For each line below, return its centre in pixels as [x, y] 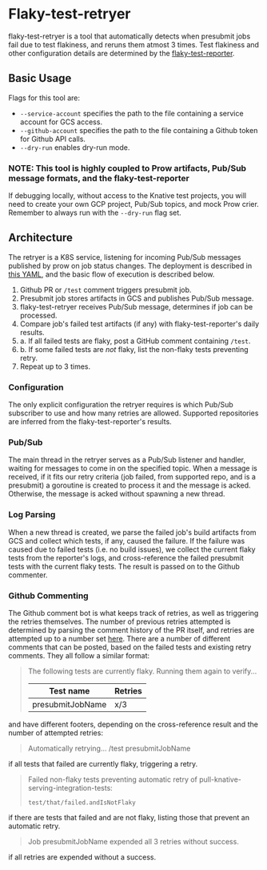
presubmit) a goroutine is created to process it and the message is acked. [130, 485]
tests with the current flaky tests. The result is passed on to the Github [124, 566]
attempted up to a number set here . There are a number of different [120, 639]
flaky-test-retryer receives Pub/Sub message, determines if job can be [136, 306]
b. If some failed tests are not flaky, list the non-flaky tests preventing [134, 349]
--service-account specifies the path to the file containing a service [132, 113]
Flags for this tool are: [44, 98]
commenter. [28, 575]
